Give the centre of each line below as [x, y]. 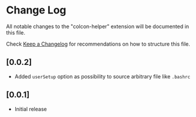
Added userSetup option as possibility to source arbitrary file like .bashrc [102, 76]
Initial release [31, 109]
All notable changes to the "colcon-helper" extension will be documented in [98, 26]
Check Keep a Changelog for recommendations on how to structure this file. [98, 44]
